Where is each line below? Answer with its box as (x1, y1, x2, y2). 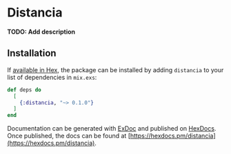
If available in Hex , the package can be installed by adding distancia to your (7, 65, 224, 74)
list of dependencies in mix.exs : (7, 73, 97, 81)
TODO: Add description (7, 27, 76, 36)
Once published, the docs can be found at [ (7, 132, 131, 140)
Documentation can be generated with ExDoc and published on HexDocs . (7, 124, 217, 133)
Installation (7, 47, 57, 59)
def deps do (7, 86, 41, 93)
